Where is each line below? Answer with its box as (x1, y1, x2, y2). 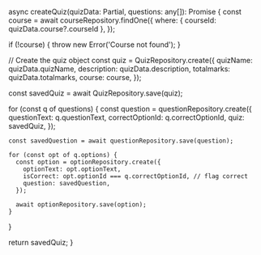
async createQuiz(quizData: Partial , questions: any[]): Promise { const (8, 7, 242, 16)
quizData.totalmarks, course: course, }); (8, 73, 142, 82)
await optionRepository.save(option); (15, 201, 148, 209)
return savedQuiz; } (8, 238, 74, 247)
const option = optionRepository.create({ (15, 158, 161, 166)
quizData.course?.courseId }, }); (8, 24, 116, 33)
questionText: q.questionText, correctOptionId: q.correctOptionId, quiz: (8, 113, 245, 122)
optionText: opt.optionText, (23, 165, 122, 173)
